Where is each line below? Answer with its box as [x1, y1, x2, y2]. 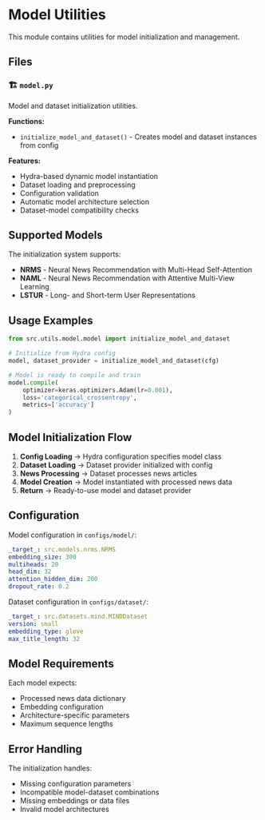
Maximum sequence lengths [19, 719, 113, 729]
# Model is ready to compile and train [8, 371, 141, 379]
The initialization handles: [8, 763, 93, 773]
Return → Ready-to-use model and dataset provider [19, 485, 192, 495]
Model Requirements [8, 657, 114, 671]
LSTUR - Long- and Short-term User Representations [19, 290, 196, 301]
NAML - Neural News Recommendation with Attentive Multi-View [19, 273, 235, 283]
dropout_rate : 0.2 [8, 583, 69, 591]
